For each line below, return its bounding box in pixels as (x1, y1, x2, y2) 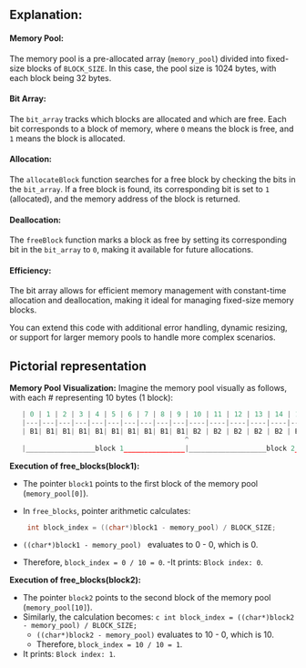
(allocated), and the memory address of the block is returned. (9, 193, 241, 204)
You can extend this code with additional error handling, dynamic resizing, (9, 323, 289, 334)
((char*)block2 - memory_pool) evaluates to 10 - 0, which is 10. (36, 629, 275, 641)
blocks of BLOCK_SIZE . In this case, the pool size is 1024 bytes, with (26, 63, 277, 74)
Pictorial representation (9, 358, 148, 374)
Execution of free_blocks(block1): (9, 460, 140, 471)
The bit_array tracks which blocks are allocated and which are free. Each (9, 113, 287, 124)
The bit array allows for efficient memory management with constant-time (9, 285, 287, 296)
